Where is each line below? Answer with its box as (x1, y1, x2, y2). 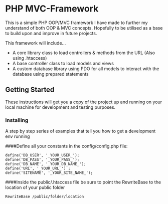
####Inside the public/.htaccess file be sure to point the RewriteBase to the (5, 179, 161, 185)
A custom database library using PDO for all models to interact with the (12, 66, 159, 72)
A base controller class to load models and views (12, 60, 114, 66)
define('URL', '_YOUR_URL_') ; (5, 166, 71, 171)
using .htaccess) (12, 55, 47, 61)
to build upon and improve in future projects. (5, 30, 97, 36)
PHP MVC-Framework (5, 3, 99, 15)
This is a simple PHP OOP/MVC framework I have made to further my (5, 20, 148, 26)
